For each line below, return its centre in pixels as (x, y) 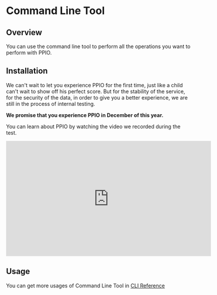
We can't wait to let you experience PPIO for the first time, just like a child (94, 85)
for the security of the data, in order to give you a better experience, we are (97, 97)
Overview (24, 32)
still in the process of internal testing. (51, 104)
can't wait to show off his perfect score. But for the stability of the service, (96, 91)
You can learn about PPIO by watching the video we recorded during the (93, 126)
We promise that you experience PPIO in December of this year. (85, 115)
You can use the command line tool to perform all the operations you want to (99, 46)
